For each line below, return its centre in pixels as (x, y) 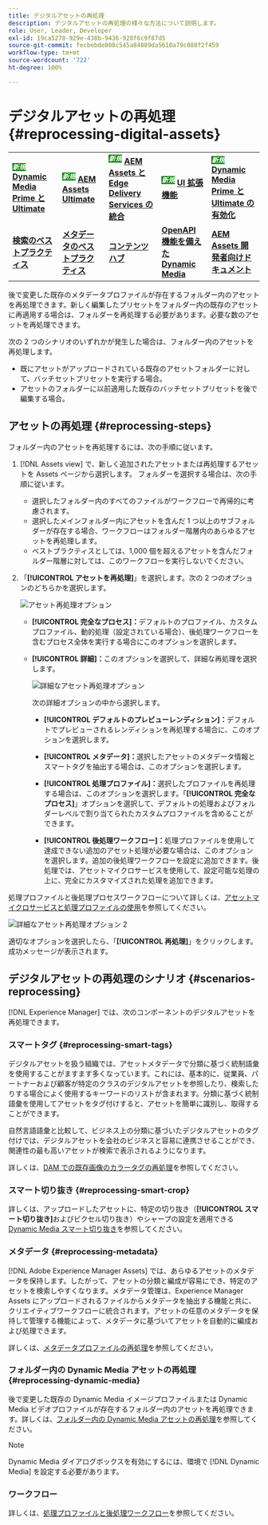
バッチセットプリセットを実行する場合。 (100, 379)
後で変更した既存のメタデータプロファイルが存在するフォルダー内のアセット (134, 295)
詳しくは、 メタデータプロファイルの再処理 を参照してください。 (113, 1348)
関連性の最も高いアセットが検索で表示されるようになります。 (109, 1150)
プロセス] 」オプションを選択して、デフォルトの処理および (139, 803)
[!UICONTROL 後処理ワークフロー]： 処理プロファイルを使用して (149, 840)
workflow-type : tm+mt (44, 53)
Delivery (125, 193)
